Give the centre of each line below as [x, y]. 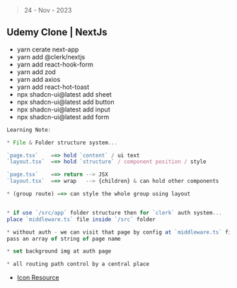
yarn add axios [39, 79]
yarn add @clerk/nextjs [51, 56]
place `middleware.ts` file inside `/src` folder [81, 219]
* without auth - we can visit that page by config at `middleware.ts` [114, 232]
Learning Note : [29, 130]
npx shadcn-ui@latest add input [63, 109]
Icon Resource [38, 277]
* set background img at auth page [59, 251]
